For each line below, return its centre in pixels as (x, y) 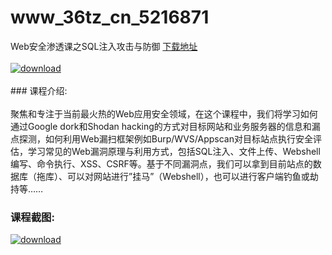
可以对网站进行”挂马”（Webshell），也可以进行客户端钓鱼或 (188, 176)
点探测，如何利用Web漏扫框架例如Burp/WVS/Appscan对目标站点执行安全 (161, 138)
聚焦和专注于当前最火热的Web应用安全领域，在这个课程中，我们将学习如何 (164, 113)
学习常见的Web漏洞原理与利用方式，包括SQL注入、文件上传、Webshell (174, 151)
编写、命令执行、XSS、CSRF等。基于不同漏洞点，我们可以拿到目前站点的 (161, 163)
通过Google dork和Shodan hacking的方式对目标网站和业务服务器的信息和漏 (165, 126)
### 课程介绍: (39, 90)
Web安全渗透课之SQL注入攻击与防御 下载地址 (104, 46)
